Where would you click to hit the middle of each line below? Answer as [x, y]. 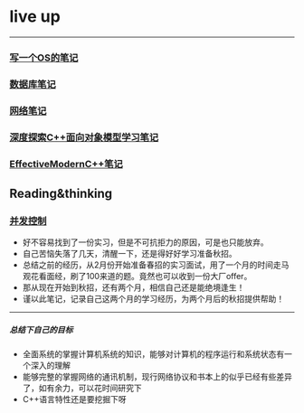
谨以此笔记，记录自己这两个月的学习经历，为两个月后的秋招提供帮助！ [153, 299]
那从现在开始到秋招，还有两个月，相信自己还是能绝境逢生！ [133, 287]
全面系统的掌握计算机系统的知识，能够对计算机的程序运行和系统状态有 [153, 354]
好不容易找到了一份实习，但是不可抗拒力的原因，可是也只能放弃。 [145, 242]
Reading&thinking [61, 193]
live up [35, 17]
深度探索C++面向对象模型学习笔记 [84, 137]
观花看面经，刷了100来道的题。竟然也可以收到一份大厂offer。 [137, 277]
